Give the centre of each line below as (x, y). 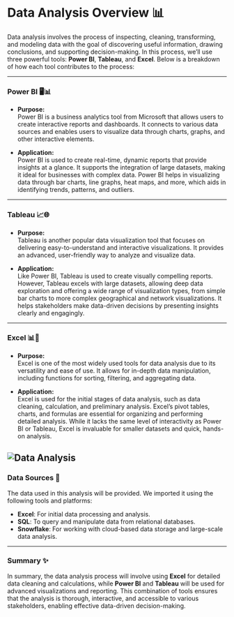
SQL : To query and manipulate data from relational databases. (106, 521)
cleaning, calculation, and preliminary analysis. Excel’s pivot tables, (114, 406)
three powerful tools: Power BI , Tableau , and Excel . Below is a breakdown (114, 59)
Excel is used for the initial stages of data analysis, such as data (109, 399)
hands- (213, 429)
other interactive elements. (56, 139)
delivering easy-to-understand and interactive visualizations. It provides (120, 247)
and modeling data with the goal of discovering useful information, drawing (115, 44)
